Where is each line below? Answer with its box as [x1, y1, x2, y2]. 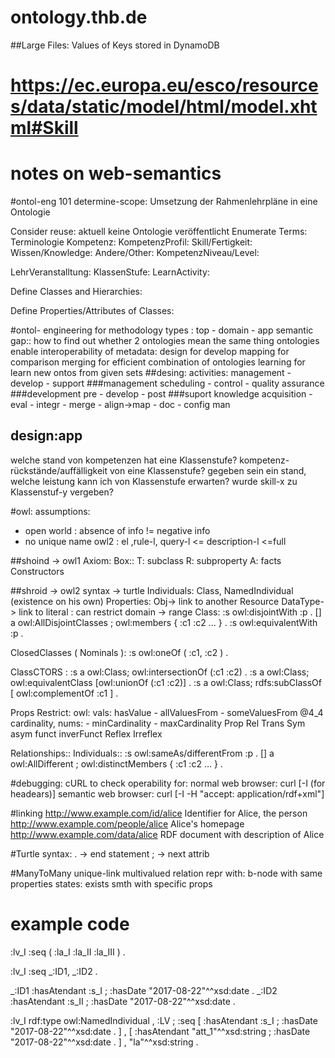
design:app [10, 427, 83, 445]
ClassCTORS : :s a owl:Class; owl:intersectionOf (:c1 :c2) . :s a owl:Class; [10, 666, 310, 678]
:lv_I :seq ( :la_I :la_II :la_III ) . [10, 946, 126, 958]
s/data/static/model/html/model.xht [10, 96, 318, 118]
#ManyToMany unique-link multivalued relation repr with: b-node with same [10, 867, 323, 879]
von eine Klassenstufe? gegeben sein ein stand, [109, 464, 307, 476]
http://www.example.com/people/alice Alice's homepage [10, 817, 245, 830]
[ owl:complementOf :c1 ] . [10, 687, 119, 699]
